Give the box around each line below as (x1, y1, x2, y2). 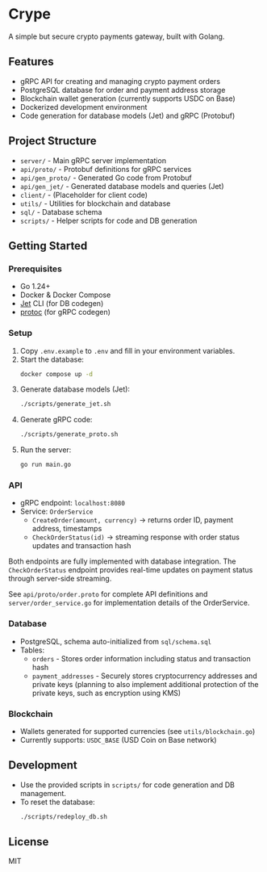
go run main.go (19, 461, 72, 469)
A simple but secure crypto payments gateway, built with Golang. (8, 31, 225, 41)
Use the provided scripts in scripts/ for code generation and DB (19, 780, 236, 790)
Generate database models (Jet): (19, 384, 131, 394)
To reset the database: (19, 797, 95, 807)
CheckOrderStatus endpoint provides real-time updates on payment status (8, 565, 253, 575)
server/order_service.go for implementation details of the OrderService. (8, 598, 250, 608)
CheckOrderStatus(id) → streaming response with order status (31, 532, 240, 542)
